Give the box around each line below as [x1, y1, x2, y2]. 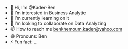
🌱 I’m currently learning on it [10, 15, 69, 21]
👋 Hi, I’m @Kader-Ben [10, 5, 56, 10]
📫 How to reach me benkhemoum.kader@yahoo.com [10, 26, 123, 32]
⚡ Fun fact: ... [10, 39, 38, 45]
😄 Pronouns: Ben [10, 33, 47, 39]
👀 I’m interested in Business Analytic [10, 10, 86, 16]
